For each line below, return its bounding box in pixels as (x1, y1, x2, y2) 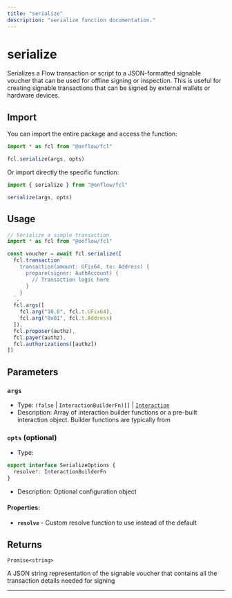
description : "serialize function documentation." (7, 17, 156, 24)
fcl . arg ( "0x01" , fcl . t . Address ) (19, 315, 113, 322)
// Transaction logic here (32, 276, 110, 283)
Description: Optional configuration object (17, 487, 137, 496)
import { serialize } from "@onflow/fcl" (7, 181, 128, 188)
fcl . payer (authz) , (13, 334, 67, 341)
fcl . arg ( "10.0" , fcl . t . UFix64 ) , (19, 309, 113, 316)
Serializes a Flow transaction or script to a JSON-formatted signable (7, 69, 202, 78)
